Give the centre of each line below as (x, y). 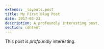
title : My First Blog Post (33, 14)
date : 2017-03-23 (23, 18)
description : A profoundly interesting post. (52, 23)
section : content (23, 28)
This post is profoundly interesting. (40, 41)
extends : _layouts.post (29, 9)
